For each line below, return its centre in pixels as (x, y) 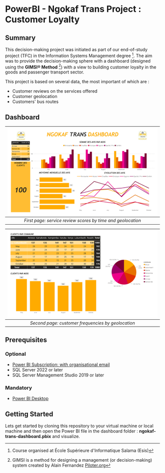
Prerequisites (26, 340)
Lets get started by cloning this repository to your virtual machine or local (79, 426)
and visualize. (66, 436)
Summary (20, 38)
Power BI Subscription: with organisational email (61, 364)
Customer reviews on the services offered (55, 91)
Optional (15, 354)
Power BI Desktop (30, 399)
